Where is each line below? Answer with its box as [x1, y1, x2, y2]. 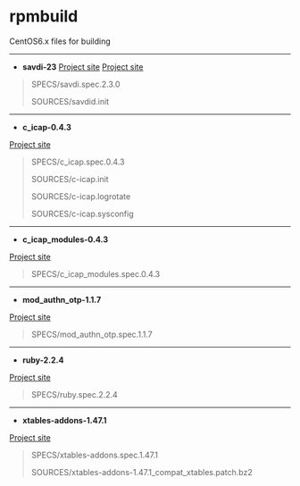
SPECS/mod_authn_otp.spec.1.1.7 [30, 329, 154, 339]
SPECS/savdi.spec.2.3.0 [30, 79, 121, 89]
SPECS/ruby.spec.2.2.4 [30, 389, 118, 399]
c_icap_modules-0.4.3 [21, 234, 109, 245]
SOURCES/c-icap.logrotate [30, 190, 131, 202]
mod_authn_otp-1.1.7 [21, 294, 102, 305]
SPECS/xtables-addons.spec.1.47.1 [30, 449, 159, 460]
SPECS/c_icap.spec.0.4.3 [30, 156, 125, 167]
